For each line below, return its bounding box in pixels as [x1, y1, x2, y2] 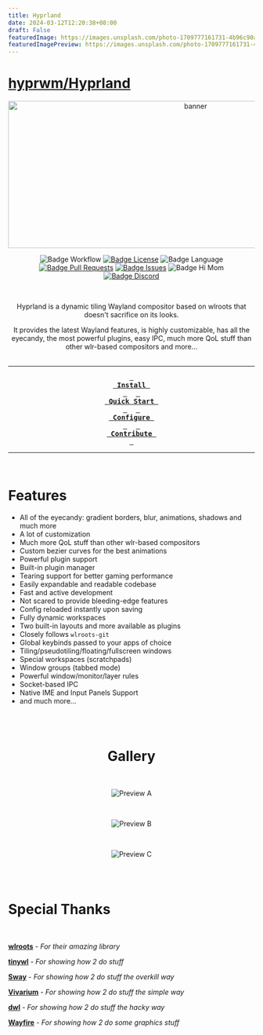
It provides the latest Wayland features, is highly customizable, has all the [13, 325, 250, 335]
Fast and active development [19, 588, 113, 597]
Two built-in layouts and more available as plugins [19, 621, 182, 631]
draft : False [8, 26, 51, 34]
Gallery [107, 748, 156, 766]
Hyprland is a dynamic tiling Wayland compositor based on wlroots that [16, 302, 247, 311]
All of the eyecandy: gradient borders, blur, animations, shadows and [19, 513, 243, 522]
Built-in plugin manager [19, 563, 95, 572]
